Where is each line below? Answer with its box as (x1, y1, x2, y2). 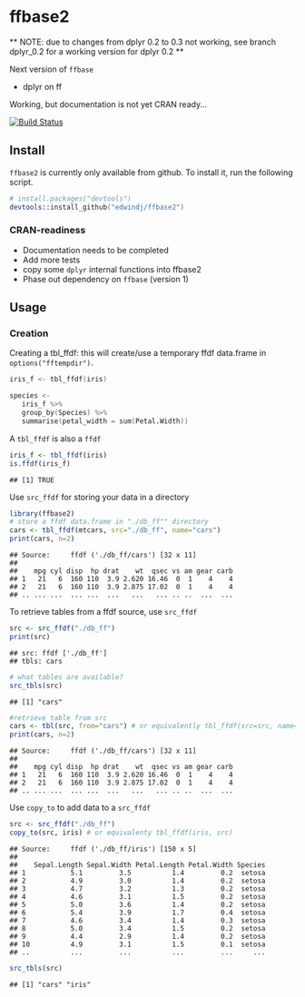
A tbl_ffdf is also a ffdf (9, 433, 102, 444)
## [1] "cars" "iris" (9, 980, 92, 989)
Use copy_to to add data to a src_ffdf (9, 802, 152, 814)
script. (9, 176, 34, 187)
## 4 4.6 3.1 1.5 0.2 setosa (9, 892, 266, 901)
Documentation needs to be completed (22, 244, 170, 255)
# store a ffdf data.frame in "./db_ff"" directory (9, 518, 209, 527)
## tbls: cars (9, 656, 64, 666)
